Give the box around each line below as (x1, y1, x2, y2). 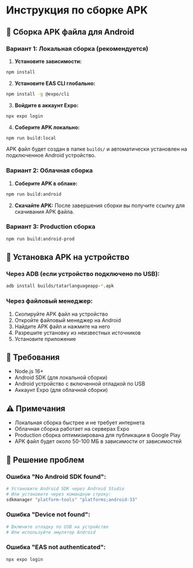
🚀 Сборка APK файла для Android (6, 27, 135, 37)
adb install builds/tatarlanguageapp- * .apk (6, 283, 114, 289)
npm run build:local (6, 135, 57, 141)
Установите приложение (14, 335, 76, 342)
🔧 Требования (6, 352, 60, 362)
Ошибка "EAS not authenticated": (6, 543, 106, 552)
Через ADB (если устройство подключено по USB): (6, 270, 160, 278)
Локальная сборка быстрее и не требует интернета (14, 419, 145, 426)
